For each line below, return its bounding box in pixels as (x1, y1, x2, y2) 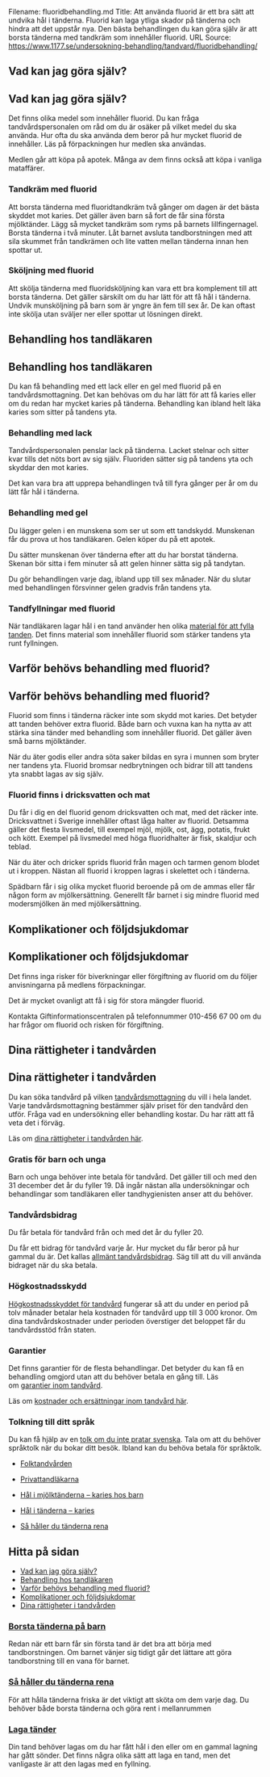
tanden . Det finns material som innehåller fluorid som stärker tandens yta (8, 629, 251, 639)
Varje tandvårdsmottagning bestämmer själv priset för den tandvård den (8, 1100, 248, 1110)
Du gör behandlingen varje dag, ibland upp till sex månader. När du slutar (8, 573, 251, 584)
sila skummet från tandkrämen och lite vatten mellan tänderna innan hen (8, 236, 248, 246)
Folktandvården (19, 1459, 73, 1468)
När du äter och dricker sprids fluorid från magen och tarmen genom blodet (8, 858, 260, 867)
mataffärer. (8, 163, 45, 173)
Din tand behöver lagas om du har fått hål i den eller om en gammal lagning (8, 1741, 258, 1751)
